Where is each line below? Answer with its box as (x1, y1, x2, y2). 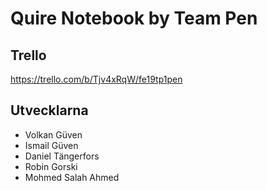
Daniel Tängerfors (24, 150, 100, 162)
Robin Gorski (24, 160, 78, 172)
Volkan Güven (24, 128, 83, 141)
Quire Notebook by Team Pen (10, 7, 258, 30)
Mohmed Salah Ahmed (24, 171, 120, 183)
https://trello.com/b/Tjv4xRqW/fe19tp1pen (10, 73, 183, 85)
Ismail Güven (24, 139, 79, 151)
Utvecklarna (10, 102, 89, 119)
